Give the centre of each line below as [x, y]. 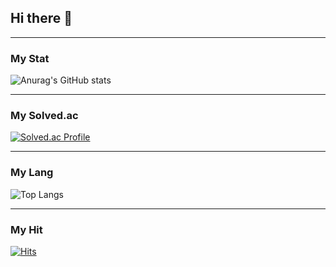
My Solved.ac [44, 116]
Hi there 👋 [41, 18]
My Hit [26, 229]
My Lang [32, 173]
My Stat [30, 58]
